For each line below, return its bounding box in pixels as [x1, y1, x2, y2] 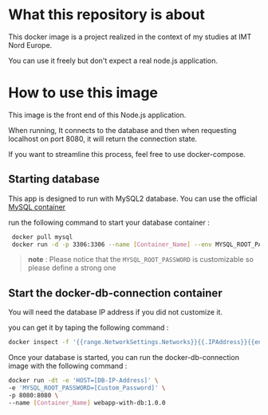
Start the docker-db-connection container [8, 286, 223, 300]
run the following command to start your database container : [8, 217, 210, 227]
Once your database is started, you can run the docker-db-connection [8, 353, 239, 362]
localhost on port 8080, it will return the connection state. [8, 134, 198, 143]
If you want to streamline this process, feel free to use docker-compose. [8, 149, 246, 159]
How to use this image [8, 84, 158, 102]
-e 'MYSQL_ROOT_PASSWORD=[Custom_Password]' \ [8, 384, 166, 392]
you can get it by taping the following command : [8, 323, 169, 332]
